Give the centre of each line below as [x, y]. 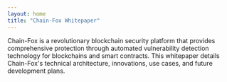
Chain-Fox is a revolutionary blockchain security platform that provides [111, 40]
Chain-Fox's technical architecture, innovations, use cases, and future [110, 63]
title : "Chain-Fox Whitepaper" [54, 20]
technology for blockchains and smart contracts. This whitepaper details [114, 55]
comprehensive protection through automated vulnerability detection [108, 48]
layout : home [27, 14]
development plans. [36, 71]
